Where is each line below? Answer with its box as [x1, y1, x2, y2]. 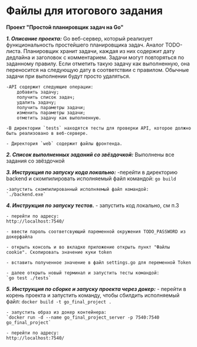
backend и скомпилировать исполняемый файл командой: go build [6, 175, 176, 182]
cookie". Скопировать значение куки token [6, 249, 112, 255]
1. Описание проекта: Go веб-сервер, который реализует [6, 35, 153, 42]
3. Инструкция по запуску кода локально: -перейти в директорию [6, 168, 178, 176]
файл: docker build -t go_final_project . [6, 298, 112, 305]
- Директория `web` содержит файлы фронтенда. [6, 140, 123, 147]
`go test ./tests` [6, 275, 51, 281]
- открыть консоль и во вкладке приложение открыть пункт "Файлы [6, 244, 170, 250]
